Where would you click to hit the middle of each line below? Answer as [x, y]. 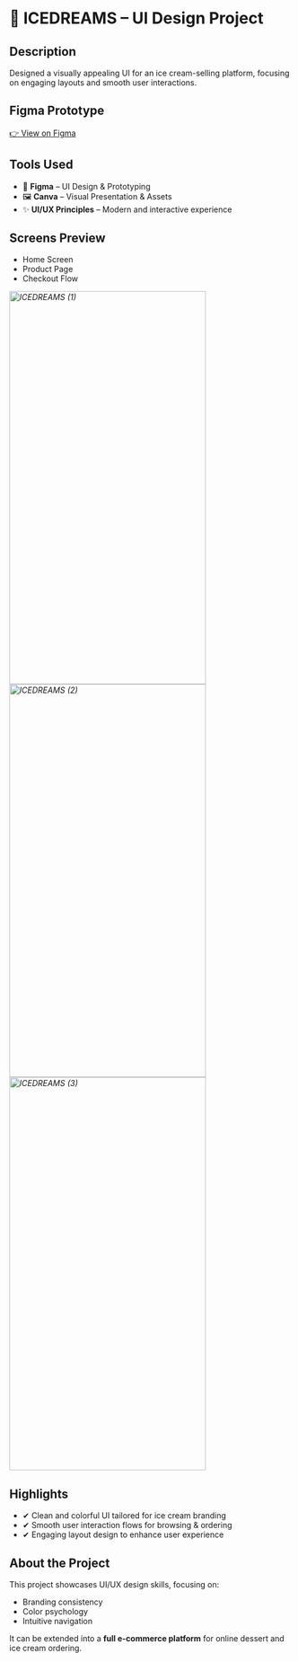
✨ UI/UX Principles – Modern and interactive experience [127, 209]
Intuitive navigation [57, 1622]
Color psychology [55, 1612]
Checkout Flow [50, 278]
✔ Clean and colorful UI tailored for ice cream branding [124, 1516]
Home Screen [48, 260]
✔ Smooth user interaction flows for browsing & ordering [127, 1525]
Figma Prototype [57, 111]
